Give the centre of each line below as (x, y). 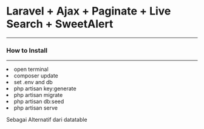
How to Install (27, 50)
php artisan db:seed (39, 102)
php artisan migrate (39, 95)
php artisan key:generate (46, 88)
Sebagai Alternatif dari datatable (47, 120)
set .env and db (33, 82)
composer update (36, 76)
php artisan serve (36, 108)
